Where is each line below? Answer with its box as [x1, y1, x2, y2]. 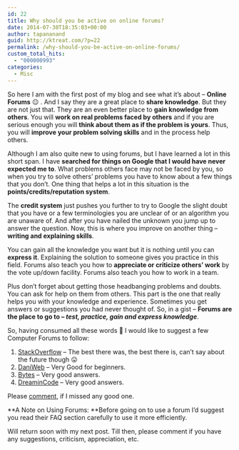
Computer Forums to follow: [7, 334, 90, 342]
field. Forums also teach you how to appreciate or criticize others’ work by [7, 260, 230, 269]
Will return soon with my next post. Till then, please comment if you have [7, 426, 222, 436]
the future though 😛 [17, 355, 78, 364]
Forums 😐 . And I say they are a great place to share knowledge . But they [7, 97, 227, 106]
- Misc [14, 70, 34, 77]
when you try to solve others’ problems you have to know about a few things [7, 172, 233, 181]
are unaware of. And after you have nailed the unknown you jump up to [7, 216, 216, 225]
